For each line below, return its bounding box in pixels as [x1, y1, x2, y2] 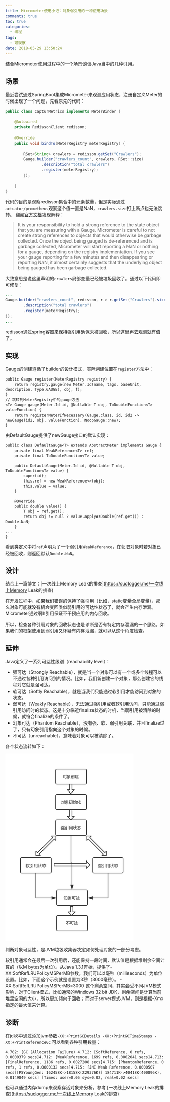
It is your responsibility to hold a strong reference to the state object [17, 221, 159, 228]
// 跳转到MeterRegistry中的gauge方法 [5, 397, 79, 402]
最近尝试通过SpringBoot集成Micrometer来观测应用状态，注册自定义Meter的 [5, 91, 163, 97]
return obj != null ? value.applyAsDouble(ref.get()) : [23, 514, 144, 519]
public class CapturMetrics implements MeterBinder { [5, 109, 121, 114]
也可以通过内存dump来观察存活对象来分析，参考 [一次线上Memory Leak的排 [5, 1085, 164, 1091]
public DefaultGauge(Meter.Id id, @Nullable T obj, [14, 463, 125, 468]
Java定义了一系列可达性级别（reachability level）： [5, 659, 110, 665]
